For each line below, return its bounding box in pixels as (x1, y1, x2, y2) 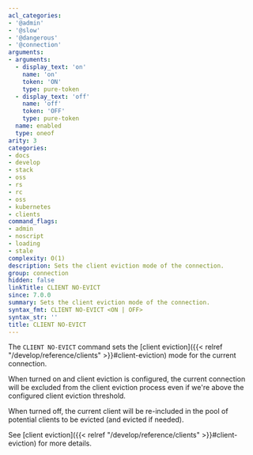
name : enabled (15, 122, 62, 130)
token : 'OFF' (22, 108, 66, 116)
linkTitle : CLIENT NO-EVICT (8, 284, 101, 292)
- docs (8, 151, 30, 159)
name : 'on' (22, 70, 59, 78)
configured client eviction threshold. (8, 391, 126, 400)
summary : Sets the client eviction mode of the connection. (8, 298, 211, 306)
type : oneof (15, 129, 55, 137)
